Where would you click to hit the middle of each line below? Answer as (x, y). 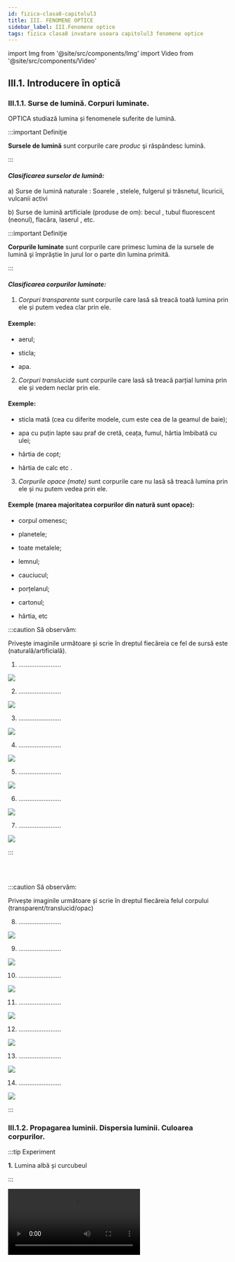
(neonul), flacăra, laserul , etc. (51, 220)
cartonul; (31, 602)
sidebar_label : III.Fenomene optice (62, 27)
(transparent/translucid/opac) (51, 908)
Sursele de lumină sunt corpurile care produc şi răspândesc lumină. (107, 146)
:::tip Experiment (32, 1152)
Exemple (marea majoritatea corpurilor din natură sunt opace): (101, 505)
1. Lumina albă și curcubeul (47, 1166)
